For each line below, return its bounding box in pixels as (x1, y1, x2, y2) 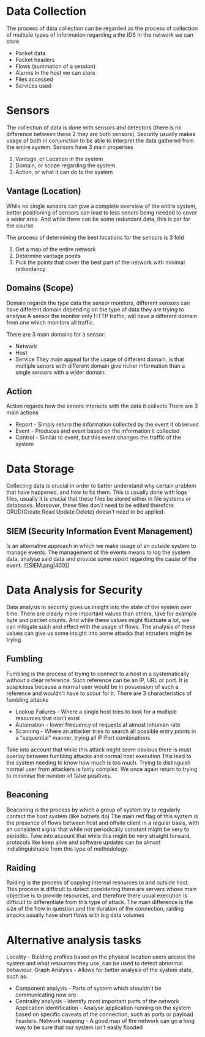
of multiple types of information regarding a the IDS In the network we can (6, 31, 194, 38)
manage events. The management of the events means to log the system (6, 549, 191, 556)
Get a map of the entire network (15, 245, 96, 253)
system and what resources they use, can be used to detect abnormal (6, 960, 183, 967)
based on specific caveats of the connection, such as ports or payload (15, 1011, 194, 1018)
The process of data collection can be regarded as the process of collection (6, 25, 198, 32)
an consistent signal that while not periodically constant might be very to (6, 826, 190, 833)
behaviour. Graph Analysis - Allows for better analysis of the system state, (6, 967, 193, 974)
